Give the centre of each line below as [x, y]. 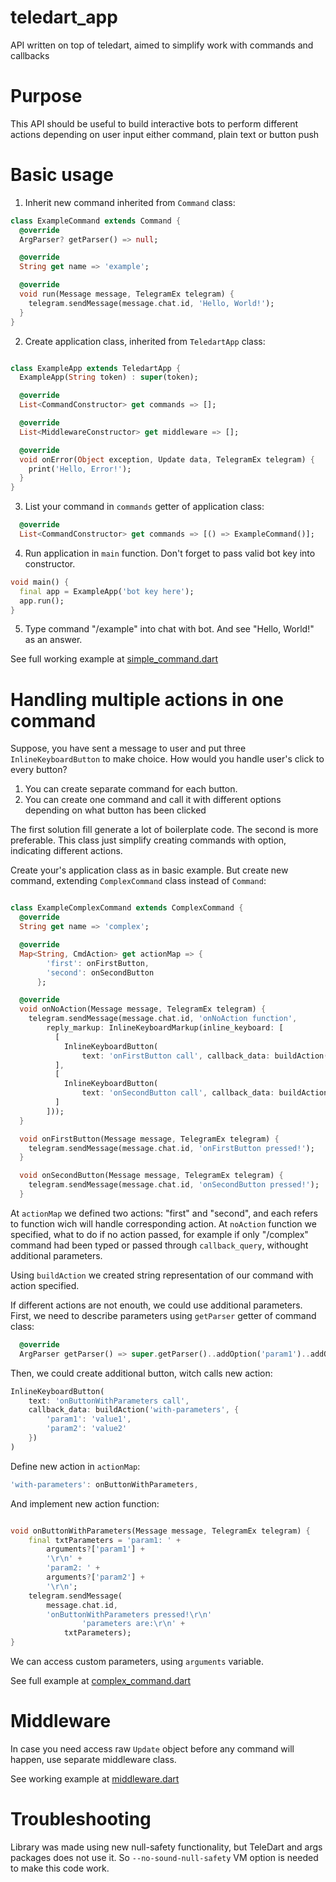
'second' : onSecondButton [100, 972]
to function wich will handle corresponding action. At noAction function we [163, 1223]
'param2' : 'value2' [87, 1429]
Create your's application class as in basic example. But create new [149, 870]
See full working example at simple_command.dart [114, 659]
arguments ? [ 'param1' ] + [95, 1549]
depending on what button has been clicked [115, 810]
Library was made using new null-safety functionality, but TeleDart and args [166, 1847]
